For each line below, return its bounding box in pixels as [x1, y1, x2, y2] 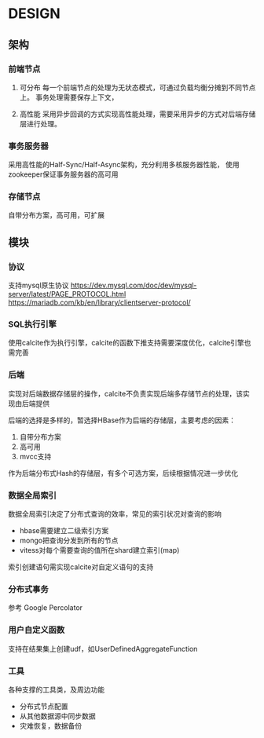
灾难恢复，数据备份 [19, 721, 82, 730]
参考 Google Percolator [8, 603, 83, 612]
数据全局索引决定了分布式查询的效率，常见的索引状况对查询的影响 [8, 510, 222, 519]
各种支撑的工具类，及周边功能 [8, 685, 104, 694]
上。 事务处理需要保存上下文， [19, 92, 119, 102]
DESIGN [8, 5, 60, 23]
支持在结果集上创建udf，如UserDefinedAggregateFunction [8, 644, 198, 653]
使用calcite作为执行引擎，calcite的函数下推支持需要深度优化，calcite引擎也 [8, 338, 251, 348]
